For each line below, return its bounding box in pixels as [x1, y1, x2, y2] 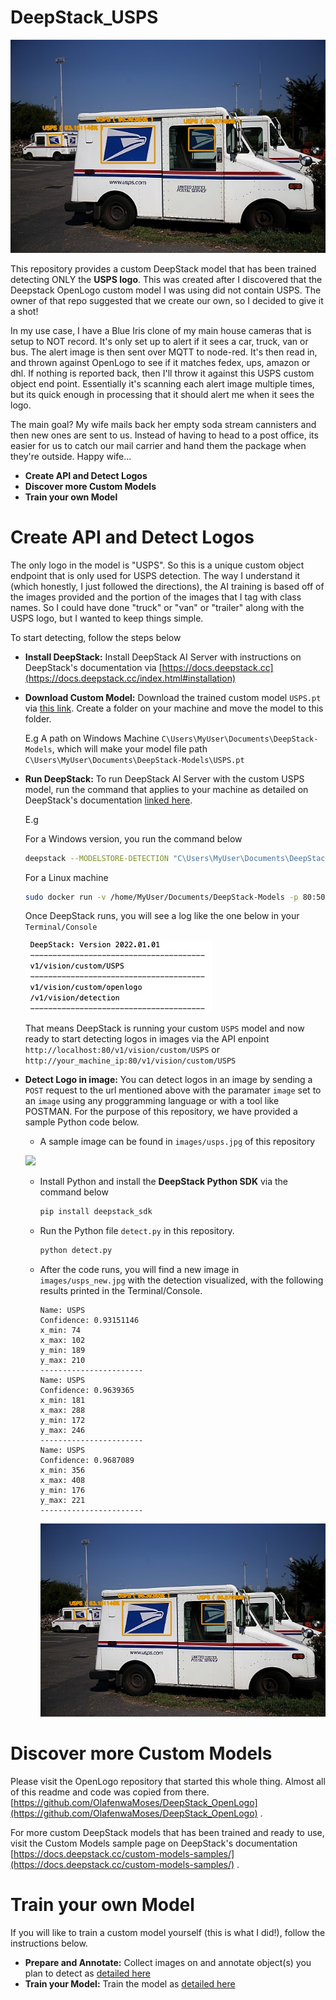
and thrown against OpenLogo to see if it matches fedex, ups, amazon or [10, 356, 311, 368]
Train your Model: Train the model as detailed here [24, 1977, 236, 1990]
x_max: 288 [39, 1406, 86, 1416]
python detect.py [39, 1246, 113, 1256]
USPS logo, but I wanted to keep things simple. [10, 612, 204, 624]
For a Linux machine [24, 871, 109, 883]
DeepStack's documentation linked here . [24, 794, 193, 806]
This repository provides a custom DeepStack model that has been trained [10, 262, 317, 275]
